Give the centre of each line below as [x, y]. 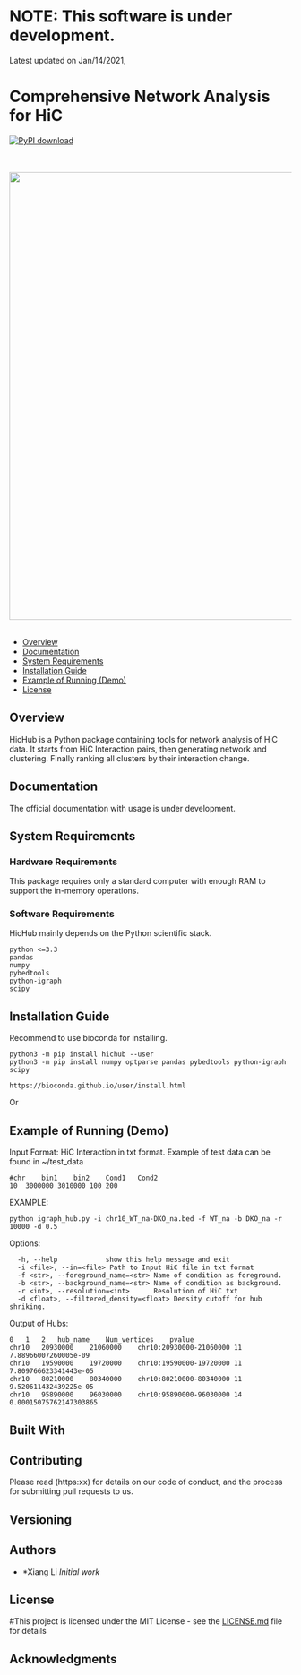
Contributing [46, 1460]
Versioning [40, 1520]
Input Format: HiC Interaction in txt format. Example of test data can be [140, 1152]
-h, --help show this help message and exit [124, 1260]
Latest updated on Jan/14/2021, [68, 60]
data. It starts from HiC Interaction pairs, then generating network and [138, 749]
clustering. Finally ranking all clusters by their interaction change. [129, 758]
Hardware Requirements [64, 862]
